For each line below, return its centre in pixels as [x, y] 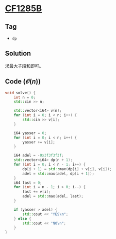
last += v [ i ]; [37, 192]
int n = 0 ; [25, 97]
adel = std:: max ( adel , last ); [53, 196]
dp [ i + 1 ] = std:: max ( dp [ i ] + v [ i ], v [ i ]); [67, 169]
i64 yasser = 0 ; [30, 133]
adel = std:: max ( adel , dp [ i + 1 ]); [58, 174]
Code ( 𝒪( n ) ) [23, 82]
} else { [23, 219]
